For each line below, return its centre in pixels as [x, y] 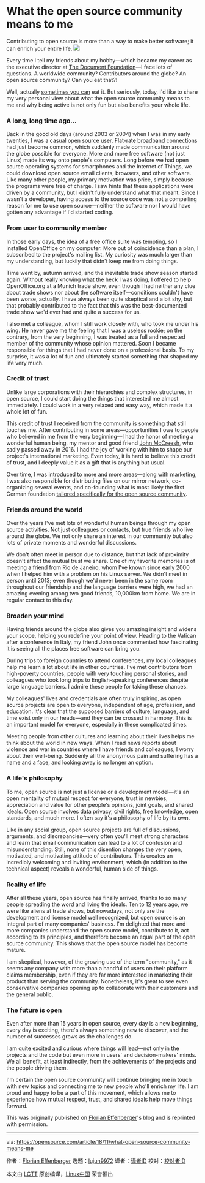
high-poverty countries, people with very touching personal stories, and [97, 674]
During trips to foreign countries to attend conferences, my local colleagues [102, 660]
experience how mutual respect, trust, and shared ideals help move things [99, 1099]
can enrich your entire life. [39, 48]
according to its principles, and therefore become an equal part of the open [101, 937]
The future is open [34, 1010]
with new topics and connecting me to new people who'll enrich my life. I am [103, 1086]
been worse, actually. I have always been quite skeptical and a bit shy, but [99, 299]
